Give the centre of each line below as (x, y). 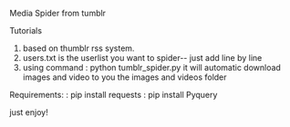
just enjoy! (29, 112)
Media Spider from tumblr (58, 13)
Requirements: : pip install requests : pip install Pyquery (114, 95)
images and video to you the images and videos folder (124, 77)
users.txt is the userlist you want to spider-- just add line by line (142, 58)
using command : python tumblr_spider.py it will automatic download (151, 68)
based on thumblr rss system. (78, 48)
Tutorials (26, 30)
